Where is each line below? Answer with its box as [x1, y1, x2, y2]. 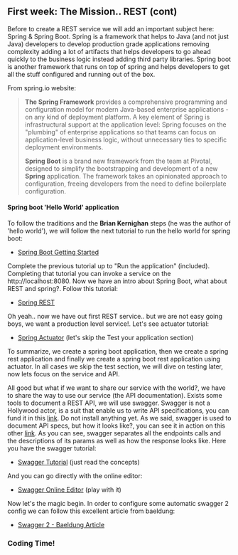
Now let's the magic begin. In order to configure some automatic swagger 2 [7, 499, 229, 508]
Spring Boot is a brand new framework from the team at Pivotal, [24, 157, 212, 165]
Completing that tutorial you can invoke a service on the [7, 270, 171, 278]
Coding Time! [7, 538, 55, 548]
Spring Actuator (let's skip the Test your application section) [17, 334, 194, 342]
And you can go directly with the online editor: [7, 472, 143, 480]
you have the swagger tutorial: [7, 444, 97, 453]
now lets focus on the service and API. [7, 370, 120, 379]
